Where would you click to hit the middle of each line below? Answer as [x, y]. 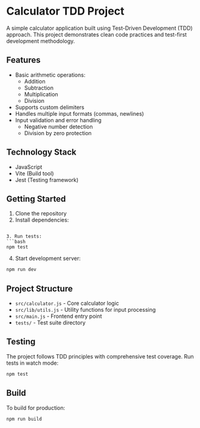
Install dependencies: [42, 220]
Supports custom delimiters [50, 107]
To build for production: [36, 408]
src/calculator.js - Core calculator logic [67, 303]
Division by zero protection [58, 133]
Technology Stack [41, 153]
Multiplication [41, 94]
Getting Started [36, 199]
